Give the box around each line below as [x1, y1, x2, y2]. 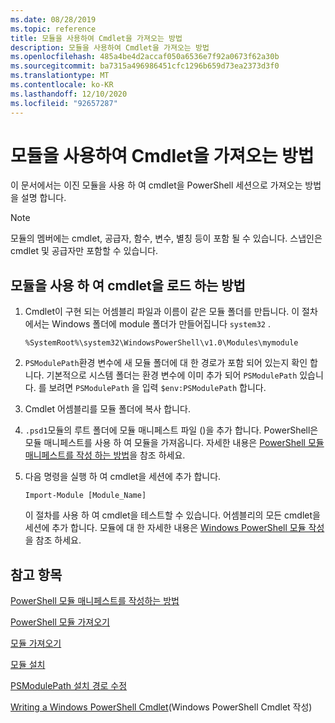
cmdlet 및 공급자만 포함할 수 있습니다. [10, 245, 159, 257]
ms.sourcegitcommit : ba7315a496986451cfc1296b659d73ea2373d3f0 [10, 61, 280, 71]
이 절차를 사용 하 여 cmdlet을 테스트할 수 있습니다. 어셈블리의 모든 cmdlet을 [24, 509, 321, 521]
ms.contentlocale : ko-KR [10, 80, 114, 90]
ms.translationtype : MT [10, 71, 110, 81]
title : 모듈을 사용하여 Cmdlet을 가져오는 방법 [10, 33, 183, 43]
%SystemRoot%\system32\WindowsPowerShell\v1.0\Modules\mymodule [24, 338, 299, 348]
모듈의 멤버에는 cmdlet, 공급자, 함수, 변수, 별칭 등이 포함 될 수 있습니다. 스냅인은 [10, 232, 323, 245]
